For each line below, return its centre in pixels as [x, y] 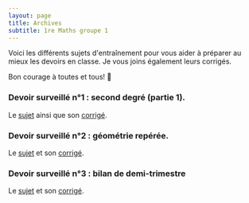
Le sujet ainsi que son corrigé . [58, 115]
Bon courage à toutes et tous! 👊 [60, 77]
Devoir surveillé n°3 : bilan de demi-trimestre [97, 174]
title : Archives [35, 23]
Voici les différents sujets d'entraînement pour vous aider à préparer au [125, 53]
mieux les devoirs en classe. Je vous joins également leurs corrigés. [120, 61]
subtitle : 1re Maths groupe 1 [58, 30]
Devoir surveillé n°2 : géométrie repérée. [89, 135]
